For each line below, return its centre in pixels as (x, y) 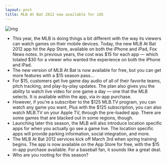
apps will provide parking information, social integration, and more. (81, 134)
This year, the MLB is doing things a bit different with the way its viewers (87, 38)
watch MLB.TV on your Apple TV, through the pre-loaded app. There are (86, 112)
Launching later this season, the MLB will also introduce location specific (87, 123)
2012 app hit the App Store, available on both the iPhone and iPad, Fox (84, 49)
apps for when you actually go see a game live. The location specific (83, 128)
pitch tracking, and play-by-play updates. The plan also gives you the (83, 86)
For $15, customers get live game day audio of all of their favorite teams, (86, 81)
